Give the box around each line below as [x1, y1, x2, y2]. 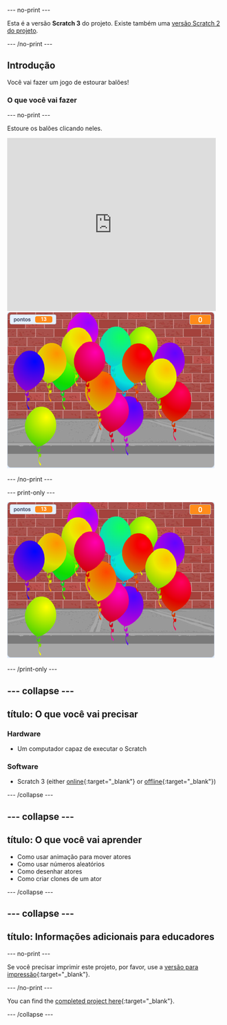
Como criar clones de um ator [17, 874, 102, 882]
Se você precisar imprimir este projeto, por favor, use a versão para [7, 962, 199, 971]
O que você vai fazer [7, 95, 77, 105]
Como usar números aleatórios [17, 860, 105, 868]
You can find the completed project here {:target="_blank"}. [7, 997, 175, 1005]
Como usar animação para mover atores [17, 852, 132, 860]
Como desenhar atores [17, 867, 83, 876]
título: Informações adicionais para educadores [7, 931, 215, 943]
